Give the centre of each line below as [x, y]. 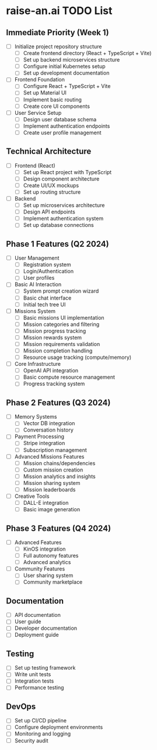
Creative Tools [32, 496]
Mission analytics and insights [59, 476]
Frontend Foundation [40, 80]
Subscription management [55, 450]
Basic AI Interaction [38, 284]
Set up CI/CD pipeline [41, 721]
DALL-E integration [46, 503]
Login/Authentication [48, 272]
